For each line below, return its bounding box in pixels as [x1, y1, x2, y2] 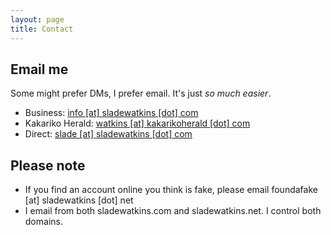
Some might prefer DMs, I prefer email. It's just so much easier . [10, 87, 272, 100]
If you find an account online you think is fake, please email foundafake [24, 184, 318, 196]
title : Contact [10, 24, 74, 34]
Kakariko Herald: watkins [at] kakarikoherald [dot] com [24, 117, 251, 130]
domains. [24, 216, 63, 228]
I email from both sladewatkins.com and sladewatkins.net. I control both [24, 205, 322, 217]
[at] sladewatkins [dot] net [24, 194, 134, 206]
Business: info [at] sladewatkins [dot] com [24, 107, 199, 119]
